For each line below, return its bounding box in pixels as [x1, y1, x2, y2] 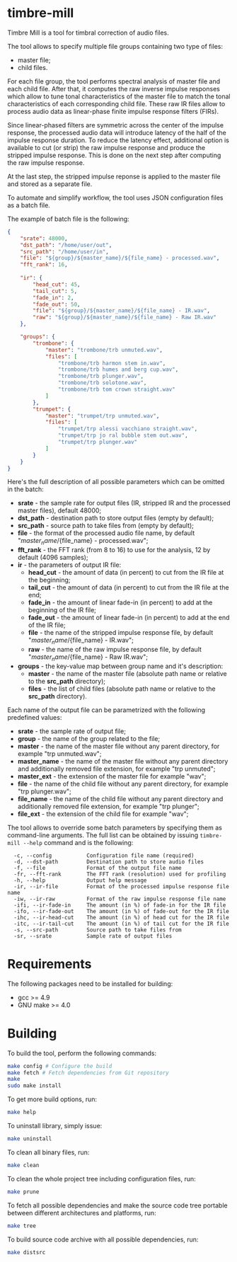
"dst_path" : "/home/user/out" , [20, 241, 112, 248]
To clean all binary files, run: [7, 1148, 90, 1157]
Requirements [7, 956, 92, 973]
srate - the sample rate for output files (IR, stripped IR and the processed [17, 499, 231, 507]
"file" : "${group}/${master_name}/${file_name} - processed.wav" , [20, 255, 220, 262]
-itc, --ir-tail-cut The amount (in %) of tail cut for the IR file [13, 920, 230, 927]
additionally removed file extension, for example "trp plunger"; [17, 802, 200, 810]
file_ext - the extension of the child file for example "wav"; [17, 809, 189, 818]
